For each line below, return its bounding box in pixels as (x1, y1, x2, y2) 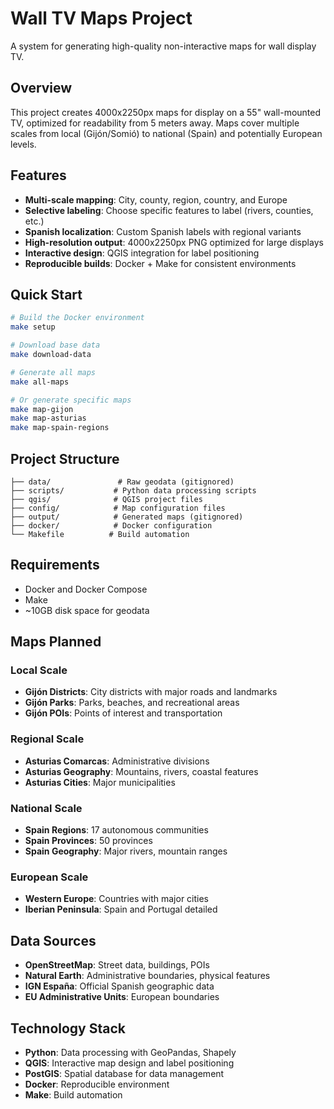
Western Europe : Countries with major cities (24, 893, 209, 905)
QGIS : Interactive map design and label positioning (24, 1057, 235, 1069)
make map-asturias (10, 413, 87, 424)
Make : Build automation (24, 1088, 123, 1101)
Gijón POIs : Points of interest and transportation (24, 707, 223, 719)
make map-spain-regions (10, 423, 110, 433)
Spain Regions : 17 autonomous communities (24, 824, 209, 836)
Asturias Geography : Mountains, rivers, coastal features (24, 765, 259, 777)
